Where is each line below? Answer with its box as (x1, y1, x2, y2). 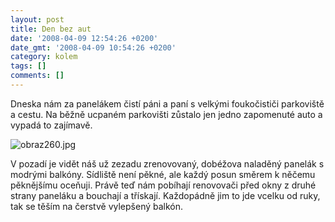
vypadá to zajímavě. (10, 119, 93, 131)
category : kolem (10, 52, 78, 62)
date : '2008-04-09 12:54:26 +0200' (10, 33, 159, 43)
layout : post (10, 14, 65, 25)
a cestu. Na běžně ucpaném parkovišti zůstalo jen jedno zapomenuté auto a (10, 108, 323, 120)
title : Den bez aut (10, 24, 92, 34)
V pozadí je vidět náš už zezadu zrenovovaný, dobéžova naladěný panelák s (10, 157, 325, 170)
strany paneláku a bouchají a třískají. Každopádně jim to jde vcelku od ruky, (10, 189, 321, 201)
